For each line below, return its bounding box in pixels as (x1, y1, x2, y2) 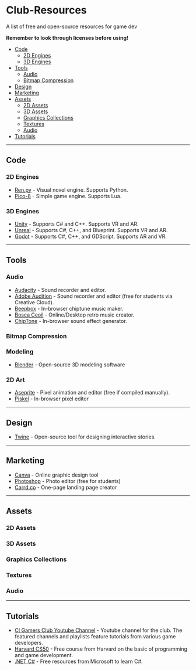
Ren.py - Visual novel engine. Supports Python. (14, 186, 128, 193)
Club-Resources (6, 4, 87, 17)
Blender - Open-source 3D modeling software (14, 361, 125, 368)
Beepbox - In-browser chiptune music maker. (14, 305, 124, 312)
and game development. (14, 651, 73, 658)
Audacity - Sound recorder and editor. (14, 286, 106, 293)
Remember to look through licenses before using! (6, 34, 129, 41)
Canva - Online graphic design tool (14, 471, 99, 478)
